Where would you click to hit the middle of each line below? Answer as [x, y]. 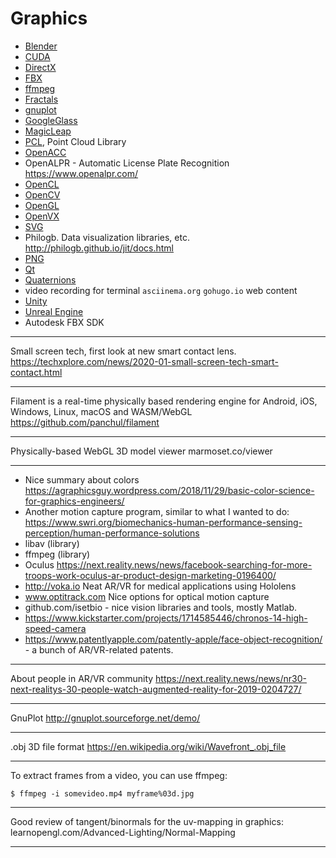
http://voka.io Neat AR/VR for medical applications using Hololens [160, 586]
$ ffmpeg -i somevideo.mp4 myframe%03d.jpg [102, 793]
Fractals [41, 99]
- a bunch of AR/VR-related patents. [99, 649]
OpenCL [42, 184]
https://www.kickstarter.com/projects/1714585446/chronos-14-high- [166, 618]
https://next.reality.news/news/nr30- [231, 678]
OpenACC [45, 152]
